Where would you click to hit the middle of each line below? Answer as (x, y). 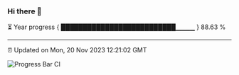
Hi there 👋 (25, 11)
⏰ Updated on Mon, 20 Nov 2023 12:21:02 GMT (77, 50)
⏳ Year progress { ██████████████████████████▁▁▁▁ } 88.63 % (117, 27)
